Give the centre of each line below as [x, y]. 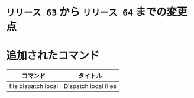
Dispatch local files [90, 86]
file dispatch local [33, 86]
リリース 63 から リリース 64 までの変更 [97, 12]
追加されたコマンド [53, 56]
